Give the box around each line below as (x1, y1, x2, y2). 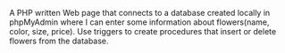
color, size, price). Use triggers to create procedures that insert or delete (9, 26, 277, 36)
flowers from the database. (9, 35, 109, 46)
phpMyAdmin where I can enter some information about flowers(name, (9, 17, 270, 27)
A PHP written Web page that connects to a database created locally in (9, 8, 271, 18)
